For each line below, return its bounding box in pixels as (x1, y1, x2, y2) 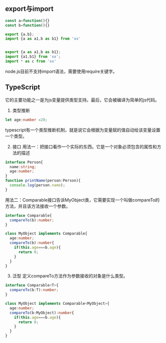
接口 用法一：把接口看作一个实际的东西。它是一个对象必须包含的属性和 (12, 143, 157, 150)
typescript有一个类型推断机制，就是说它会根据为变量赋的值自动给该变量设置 (5, 127, 161, 133)
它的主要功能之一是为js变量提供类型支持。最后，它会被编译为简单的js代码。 (5, 97, 160, 103)
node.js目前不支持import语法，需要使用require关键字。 (5, 68, 117, 74)
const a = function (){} (5, 18, 50, 23)
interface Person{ (5, 160, 43, 165)
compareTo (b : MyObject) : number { (9, 310, 74, 315)
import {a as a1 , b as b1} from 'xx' (5, 36, 81, 41)
